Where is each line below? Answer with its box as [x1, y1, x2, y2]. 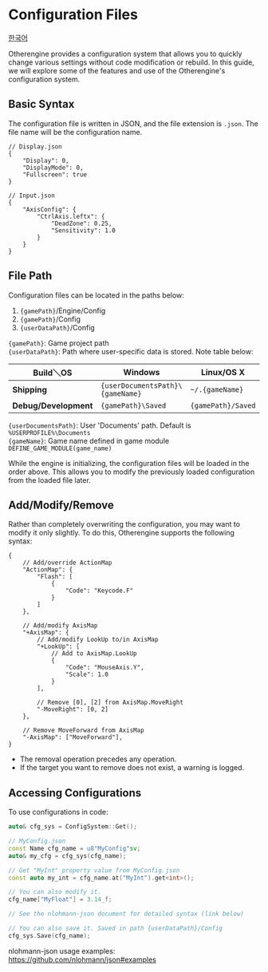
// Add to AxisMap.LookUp [50, 650, 137, 658]
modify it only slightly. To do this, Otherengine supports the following [8, 528, 235, 538]
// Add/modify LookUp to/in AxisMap [37, 636, 159, 644]
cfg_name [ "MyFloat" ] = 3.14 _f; [8, 895, 112, 903]
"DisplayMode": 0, [22, 164, 84, 172]
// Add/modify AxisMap [22, 622, 98, 630]
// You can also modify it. [8, 888, 102, 896]
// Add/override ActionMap [22, 559, 112, 567]
